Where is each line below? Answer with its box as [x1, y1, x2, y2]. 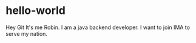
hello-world [5, 4, 66, 18]
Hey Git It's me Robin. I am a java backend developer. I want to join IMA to [5, 24, 191, 31]
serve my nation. [5, 30, 48, 37]
